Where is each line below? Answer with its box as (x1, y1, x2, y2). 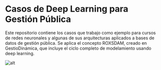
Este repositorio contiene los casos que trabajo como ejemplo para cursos (5, 30, 156, 35)
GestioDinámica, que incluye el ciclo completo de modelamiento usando (5, 45, 152, 51)
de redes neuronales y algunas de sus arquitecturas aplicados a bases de (5, 35, 155, 41)
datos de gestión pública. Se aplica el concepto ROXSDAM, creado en (5, 40, 147, 46)
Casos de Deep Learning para (5, 3, 129, 15)
